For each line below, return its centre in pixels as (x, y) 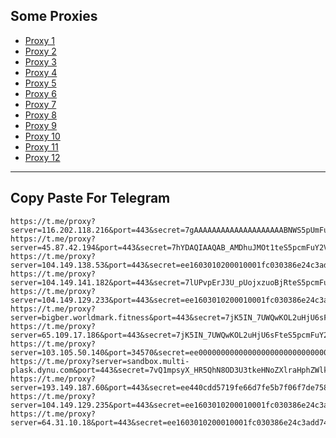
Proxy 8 (40, 115)
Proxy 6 (40, 93)
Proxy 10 (42, 136)
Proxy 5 (40, 83)
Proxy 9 (40, 125)
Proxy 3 (40, 61)
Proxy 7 (40, 104)
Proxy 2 (40, 51)
